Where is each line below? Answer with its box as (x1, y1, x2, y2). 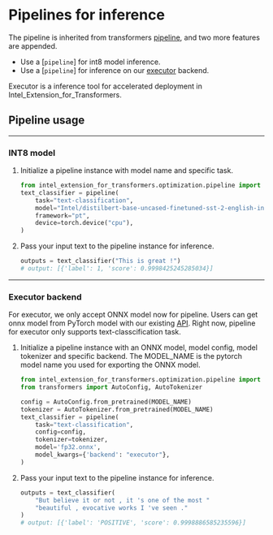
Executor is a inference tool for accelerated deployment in (8, 81, 203, 91)
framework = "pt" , (35, 211, 90, 220)
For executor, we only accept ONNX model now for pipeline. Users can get (8, 310, 258, 320)
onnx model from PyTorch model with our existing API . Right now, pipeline (8, 318, 256, 328)
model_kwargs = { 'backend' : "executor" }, (35, 451, 171, 459)
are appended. (8, 41, 58, 50)
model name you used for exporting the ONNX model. (19, 360, 201, 370)
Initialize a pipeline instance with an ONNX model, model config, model (19, 343, 258, 352)
